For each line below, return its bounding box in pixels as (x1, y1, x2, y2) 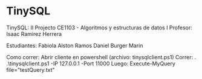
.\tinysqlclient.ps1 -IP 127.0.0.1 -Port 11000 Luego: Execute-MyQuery (6, 60, 175, 67)
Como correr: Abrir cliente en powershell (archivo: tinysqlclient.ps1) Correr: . (6, 53, 197, 60)
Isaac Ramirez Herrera (6, 30, 62, 37)
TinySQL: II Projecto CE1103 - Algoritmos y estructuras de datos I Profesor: (6, 24, 192, 31)
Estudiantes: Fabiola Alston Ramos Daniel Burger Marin (6, 42, 143, 49)
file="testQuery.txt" (6, 66, 56, 73)
